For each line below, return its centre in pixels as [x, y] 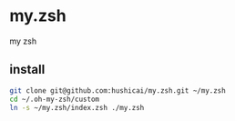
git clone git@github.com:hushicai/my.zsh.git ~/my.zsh [117, 91]
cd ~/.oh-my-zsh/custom [55, 99]
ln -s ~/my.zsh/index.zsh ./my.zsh [77, 107]
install [27, 70]
